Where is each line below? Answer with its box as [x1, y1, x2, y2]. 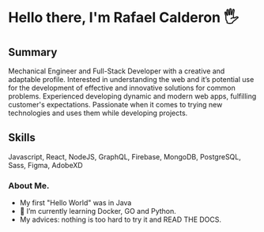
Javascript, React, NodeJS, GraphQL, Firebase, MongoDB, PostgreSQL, [8, 152, 241, 161]
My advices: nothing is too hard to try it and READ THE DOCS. [19, 215, 222, 224]
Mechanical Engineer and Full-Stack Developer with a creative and [8, 66, 225, 76]
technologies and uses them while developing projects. [8, 108, 188, 118]
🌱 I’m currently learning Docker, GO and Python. [19, 207, 176, 216]
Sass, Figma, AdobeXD [8, 160, 83, 170]
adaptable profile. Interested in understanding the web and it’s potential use [8, 75, 255, 84]
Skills [8, 131, 36, 144]
